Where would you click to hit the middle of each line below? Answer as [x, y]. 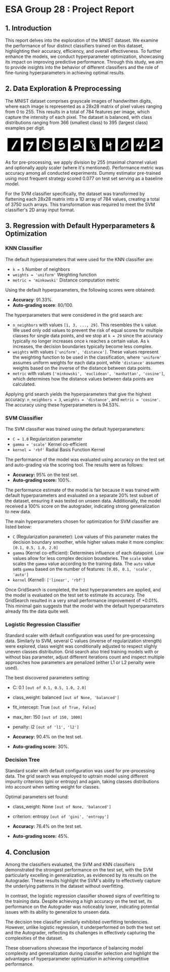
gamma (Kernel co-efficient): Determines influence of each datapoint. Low [88, 553]
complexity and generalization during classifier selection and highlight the [82, 953]
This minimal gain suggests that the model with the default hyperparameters [85, 606]
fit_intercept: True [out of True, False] [54, 707]
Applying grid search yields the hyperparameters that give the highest [78, 394]
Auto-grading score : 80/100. [43, 305]
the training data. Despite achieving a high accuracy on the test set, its [79, 901]
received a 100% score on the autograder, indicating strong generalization [83, 506]
